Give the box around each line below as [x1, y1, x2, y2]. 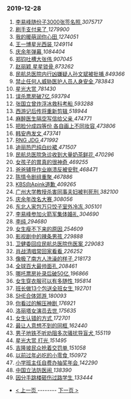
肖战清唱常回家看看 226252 [15, 248, 83, 255]
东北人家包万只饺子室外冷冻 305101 [15, 203, 102, 211]
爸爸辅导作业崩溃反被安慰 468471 [15, 166, 98, 173]
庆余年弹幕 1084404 [15, 48, 65, 55]
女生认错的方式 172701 [15, 315, 71, 322]
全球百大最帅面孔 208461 [15, 263, 78, 270]
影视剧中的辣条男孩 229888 [15, 233, 84, 240]
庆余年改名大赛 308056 [15, 196, 73, 203]
